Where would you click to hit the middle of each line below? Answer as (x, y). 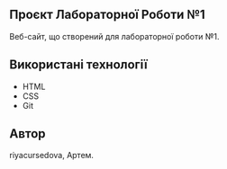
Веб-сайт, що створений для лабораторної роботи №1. (114, 36)
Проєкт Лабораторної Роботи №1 (107, 15)
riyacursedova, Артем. (52, 156)
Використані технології (78, 65)
